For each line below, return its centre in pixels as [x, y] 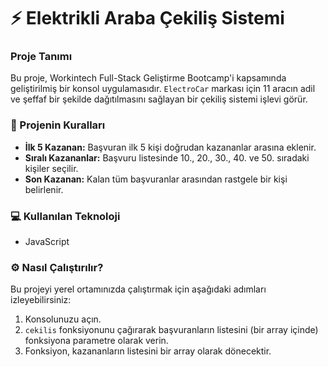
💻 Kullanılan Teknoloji [65, 216]
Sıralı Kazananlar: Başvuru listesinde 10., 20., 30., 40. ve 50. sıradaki [167, 157]
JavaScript [47, 242]
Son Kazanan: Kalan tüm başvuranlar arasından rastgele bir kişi [156, 179]
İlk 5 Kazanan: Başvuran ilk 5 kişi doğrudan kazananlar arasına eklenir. [170, 147]
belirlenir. [44, 189]
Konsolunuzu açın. [63, 319]
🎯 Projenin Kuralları [58, 125]
